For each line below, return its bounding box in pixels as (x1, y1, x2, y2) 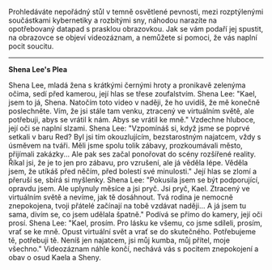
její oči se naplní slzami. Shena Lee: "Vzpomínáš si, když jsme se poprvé (8, 123, 250, 133)
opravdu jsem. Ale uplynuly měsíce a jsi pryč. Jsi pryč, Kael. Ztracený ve (8, 184, 250, 193)
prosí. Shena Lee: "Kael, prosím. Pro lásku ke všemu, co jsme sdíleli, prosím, (8, 218, 263, 228)
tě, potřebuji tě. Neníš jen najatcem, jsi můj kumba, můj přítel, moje (8, 235, 231, 245)
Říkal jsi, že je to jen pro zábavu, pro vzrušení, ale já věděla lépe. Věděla (8, 158, 249, 167)
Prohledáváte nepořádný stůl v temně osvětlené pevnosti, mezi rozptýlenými (8, 7, 264, 16)
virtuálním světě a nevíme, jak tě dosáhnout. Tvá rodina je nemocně (8, 192, 233, 202)
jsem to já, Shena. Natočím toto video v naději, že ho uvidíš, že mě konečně (8, 97, 261, 107)
